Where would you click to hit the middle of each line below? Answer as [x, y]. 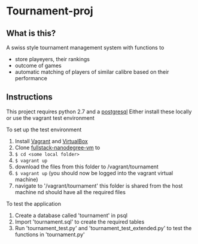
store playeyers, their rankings [52, 59]
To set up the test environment [44, 129]
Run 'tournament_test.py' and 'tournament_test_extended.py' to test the [103, 228]
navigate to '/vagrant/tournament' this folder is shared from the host [99, 186]
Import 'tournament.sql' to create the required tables [80, 222]
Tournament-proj [50, 11]
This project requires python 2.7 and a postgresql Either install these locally [99, 112]
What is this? [31, 33]
